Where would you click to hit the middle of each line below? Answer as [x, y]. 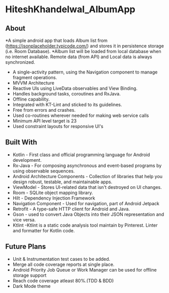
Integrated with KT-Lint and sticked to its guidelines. [67, 105]
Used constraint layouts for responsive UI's [58, 126]
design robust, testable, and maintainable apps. [62, 182]
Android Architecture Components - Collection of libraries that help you [88, 176]
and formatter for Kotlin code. [44, 230]
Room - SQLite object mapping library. [53, 192]
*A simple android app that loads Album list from [57, 40]
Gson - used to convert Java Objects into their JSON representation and [88, 214]
